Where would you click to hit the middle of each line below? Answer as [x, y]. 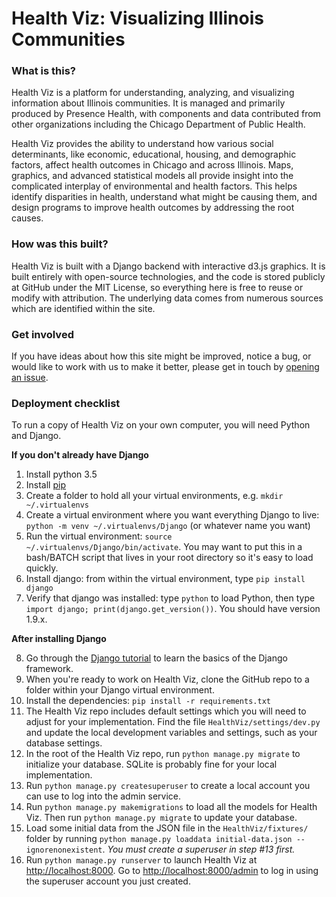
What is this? [43, 71]
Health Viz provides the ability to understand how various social [142, 144]
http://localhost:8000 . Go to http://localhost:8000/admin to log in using [172, 871]
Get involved [42, 334]
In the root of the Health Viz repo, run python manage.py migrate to [163, 754]
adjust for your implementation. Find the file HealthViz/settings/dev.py [173, 722]
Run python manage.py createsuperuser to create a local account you [168, 786]
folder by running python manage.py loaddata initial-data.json [159, 839]
